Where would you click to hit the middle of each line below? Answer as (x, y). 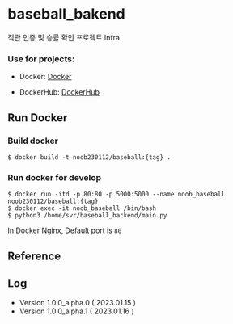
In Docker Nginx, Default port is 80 (65, 230)
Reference (34, 256)
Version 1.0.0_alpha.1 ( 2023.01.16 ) (76, 311)
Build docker (33, 141)
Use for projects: (41, 59)
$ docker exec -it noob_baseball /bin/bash (82, 208)
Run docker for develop (55, 177)
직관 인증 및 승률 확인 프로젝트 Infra (64, 37)
